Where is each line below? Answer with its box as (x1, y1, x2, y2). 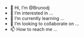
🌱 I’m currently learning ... (10, 15, 65, 21)
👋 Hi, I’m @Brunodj (10, 5, 50, 10)
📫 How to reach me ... (10, 26, 58, 32)
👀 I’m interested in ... (10, 10, 53, 16)
